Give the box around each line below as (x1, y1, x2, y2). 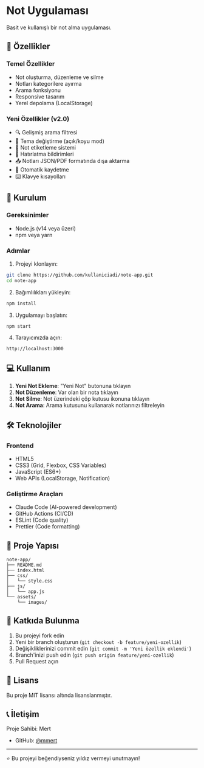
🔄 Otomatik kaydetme (15, 165, 69, 173)
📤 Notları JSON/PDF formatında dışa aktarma (15, 157, 130, 164)
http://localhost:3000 (6, 346, 64, 352)
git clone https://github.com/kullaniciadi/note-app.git (6, 272, 154, 278)
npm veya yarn (15, 231, 53, 238)
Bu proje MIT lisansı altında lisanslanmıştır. (6, 691, 112, 699)
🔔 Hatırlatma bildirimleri (15, 150, 74, 157)
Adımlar (6, 246, 30, 255)
